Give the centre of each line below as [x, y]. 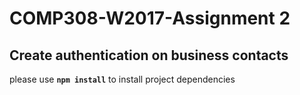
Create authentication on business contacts [149, 55]
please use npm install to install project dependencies [122, 79]
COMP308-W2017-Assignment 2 [150, 18]
